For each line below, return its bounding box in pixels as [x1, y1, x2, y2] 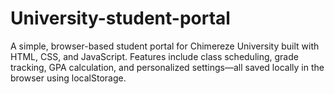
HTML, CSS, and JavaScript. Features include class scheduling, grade [10, 50, 299, 62]
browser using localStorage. [10, 72, 127, 84]
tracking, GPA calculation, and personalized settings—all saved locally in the [10, 61, 325, 73]
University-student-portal [10, 7, 231, 30]
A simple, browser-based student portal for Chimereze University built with [10, 40, 320, 52]
